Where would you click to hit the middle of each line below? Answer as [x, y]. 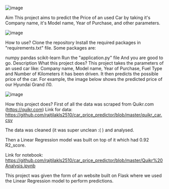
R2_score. [16, 145]
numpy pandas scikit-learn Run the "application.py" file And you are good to [84, 58]
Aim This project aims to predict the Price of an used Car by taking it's [78, 17]
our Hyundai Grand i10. [29, 84]
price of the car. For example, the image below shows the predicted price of [84, 79]
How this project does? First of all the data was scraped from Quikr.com [80, 104]
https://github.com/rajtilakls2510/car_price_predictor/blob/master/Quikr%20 [84, 160]
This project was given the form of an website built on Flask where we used [83, 175]
